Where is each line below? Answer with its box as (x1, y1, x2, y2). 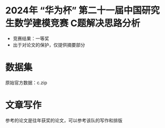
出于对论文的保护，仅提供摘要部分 (12, 41, 85, 48)
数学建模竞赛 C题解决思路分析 (14, 17, 140, 29)
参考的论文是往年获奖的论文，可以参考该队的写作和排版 (5, 117, 122, 123)
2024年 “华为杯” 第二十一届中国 (5, 5, 142, 16)
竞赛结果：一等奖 (12, 35, 49, 41)
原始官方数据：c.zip (5, 79, 47, 86)
